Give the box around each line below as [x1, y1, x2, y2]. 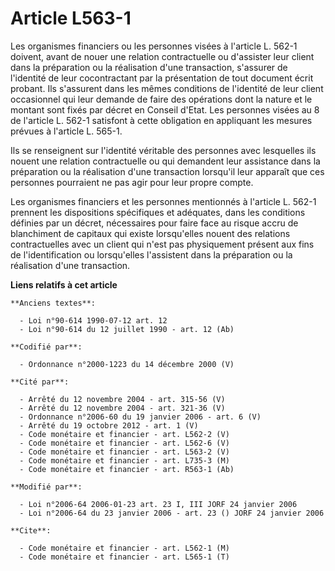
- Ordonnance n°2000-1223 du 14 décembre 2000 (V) [19, 359, 235, 369]
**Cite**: [10, 525, 52, 536]
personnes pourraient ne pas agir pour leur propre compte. [10, 176, 254, 188]
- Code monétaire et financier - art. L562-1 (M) [19, 543, 230, 553]
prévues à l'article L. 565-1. [10, 125, 123, 137]
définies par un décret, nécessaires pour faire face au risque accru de [10, 217, 299, 229]
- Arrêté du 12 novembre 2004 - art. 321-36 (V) [19, 403, 226, 413]
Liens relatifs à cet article [10, 278, 118, 291]
